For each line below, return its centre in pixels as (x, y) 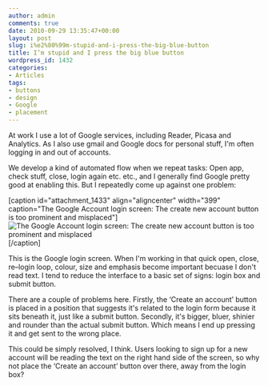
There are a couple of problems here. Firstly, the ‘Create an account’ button (133, 300)
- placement (28, 113)
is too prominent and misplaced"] (63, 217)
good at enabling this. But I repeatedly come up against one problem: (122, 185)
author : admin (32, 16)
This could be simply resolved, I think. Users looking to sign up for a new (128, 349)
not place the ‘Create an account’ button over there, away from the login (127, 366)
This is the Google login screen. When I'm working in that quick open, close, (134, 258)
